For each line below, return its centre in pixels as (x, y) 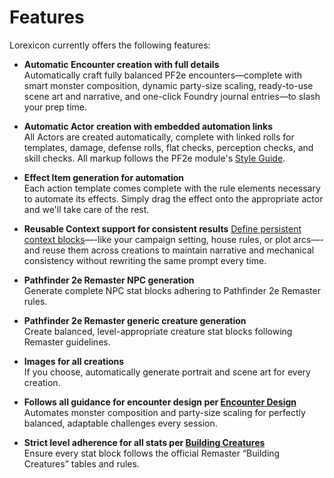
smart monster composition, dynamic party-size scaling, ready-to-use (168, 85)
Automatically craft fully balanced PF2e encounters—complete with (163, 75)
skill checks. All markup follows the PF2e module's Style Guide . (154, 158)
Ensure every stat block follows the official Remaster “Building (152, 453)
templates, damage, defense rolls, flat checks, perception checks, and (168, 147)
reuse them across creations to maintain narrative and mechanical (178, 250)
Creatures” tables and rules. (81, 463)
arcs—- (308, 239)
